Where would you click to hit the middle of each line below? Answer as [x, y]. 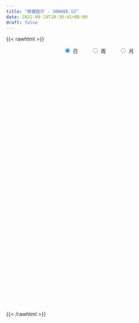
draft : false [22, 22]
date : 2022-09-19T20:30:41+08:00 [47, 17]
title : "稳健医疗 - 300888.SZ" [43, 11]
